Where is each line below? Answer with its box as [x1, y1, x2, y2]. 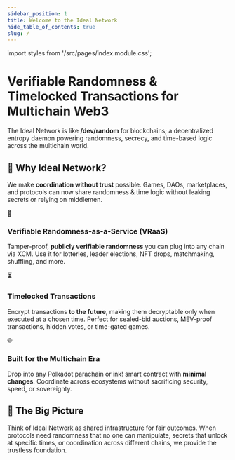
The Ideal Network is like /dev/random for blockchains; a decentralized [7, 127, 214, 135]
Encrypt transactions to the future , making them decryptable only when [7, 307, 215, 316]
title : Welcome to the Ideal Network [7, 17, 118, 24]
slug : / [7, 29, 30, 37]
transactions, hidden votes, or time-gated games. [7, 322, 150, 330]
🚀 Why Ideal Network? [7, 162, 107, 174]
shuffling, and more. [7, 257, 65, 266]
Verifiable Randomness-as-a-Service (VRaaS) [7, 226, 168, 236]
